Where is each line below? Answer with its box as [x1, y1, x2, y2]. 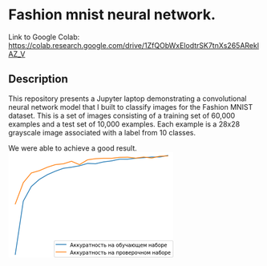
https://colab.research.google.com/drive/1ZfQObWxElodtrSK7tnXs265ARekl [8, 40, 259, 50]
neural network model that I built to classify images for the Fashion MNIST [8, 102, 253, 111]
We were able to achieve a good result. [8, 143, 138, 153]
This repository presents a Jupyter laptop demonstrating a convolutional [8, 94, 247, 103]
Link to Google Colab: [8, 32, 80, 42]
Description [8, 72, 68, 86]
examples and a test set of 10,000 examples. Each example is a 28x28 [8, 119, 241, 129]
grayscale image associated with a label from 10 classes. [8, 127, 196, 137]
